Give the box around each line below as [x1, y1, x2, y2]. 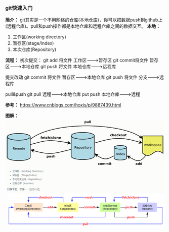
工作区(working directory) [12, 34, 67, 40]
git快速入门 [5, 4, 33, 11]
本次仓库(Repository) [12, 46, 57, 52]
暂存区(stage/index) [12, 40, 54, 46]
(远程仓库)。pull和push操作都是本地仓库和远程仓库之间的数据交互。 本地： [5, 23, 161, 29]
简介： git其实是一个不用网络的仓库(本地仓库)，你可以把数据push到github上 [5, 17, 163, 23]
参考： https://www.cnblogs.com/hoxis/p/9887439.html [5, 102, 121, 108]
